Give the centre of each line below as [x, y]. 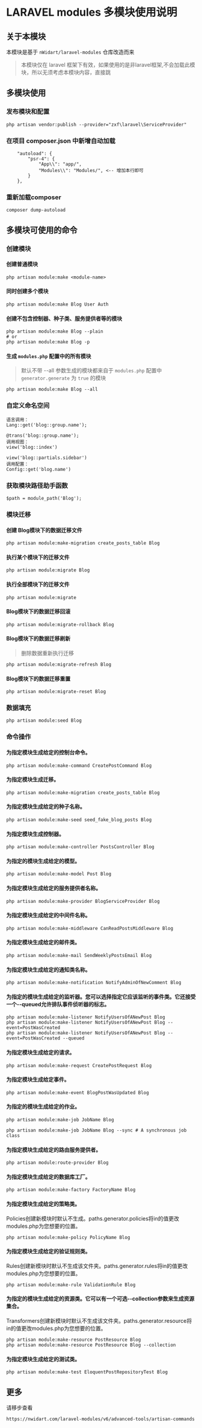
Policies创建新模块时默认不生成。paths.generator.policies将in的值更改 [93, 1218]
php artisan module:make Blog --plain [55, 331]
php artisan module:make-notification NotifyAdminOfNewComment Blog [94, 983]
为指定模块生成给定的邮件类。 [43, 943]
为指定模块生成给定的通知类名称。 [48, 970]
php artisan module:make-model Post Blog [59, 874]
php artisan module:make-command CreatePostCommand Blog [79, 765]
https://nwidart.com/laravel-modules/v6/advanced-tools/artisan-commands [101, 1419]
